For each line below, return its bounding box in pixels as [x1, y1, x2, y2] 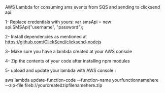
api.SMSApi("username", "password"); [5, 24, 84, 30]
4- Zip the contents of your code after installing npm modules [5, 58, 130, 63]
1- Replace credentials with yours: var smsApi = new [5, 19, 112, 25]
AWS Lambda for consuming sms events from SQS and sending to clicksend [5, 4, 160, 10]
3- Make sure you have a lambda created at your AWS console [5, 49, 132, 54]
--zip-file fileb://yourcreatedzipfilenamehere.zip [5, 82, 102, 88]
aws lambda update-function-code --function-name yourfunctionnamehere [5, 77, 159, 83]
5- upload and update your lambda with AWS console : [5, 67, 116, 73]
